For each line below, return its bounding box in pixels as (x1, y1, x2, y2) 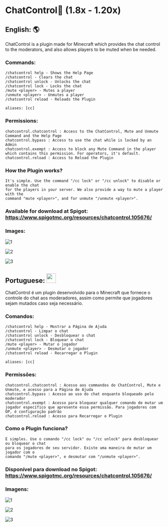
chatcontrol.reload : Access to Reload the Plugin (5, 155, 114, 160)
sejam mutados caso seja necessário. (5, 300, 83, 306)
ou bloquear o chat (5, 441, 46, 446)
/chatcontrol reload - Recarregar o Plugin (5, 351, 98, 356)
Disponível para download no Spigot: (5, 466, 97, 473)
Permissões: (5, 371, 37, 378)
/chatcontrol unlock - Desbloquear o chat (5, 333, 96, 338)
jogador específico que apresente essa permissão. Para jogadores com (5, 405, 156, 410)
